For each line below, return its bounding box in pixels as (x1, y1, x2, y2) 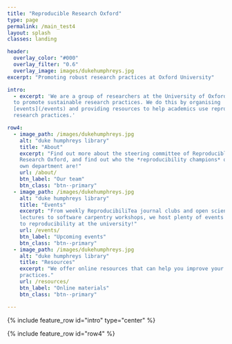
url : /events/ (19, 227, 60, 234)
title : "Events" (19, 201, 67, 208)
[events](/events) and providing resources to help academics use (13, 105, 209, 112)
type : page (7, 17, 39, 23)
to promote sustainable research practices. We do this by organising (13, 99, 221, 106)
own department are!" (19, 163, 81, 170)
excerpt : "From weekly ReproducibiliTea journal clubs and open (19, 208, 209, 214)
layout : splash (7, 29, 51, 37)
